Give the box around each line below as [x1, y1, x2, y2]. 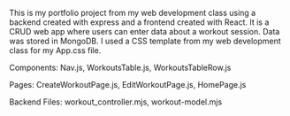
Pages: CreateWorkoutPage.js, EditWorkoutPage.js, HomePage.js [9, 80, 247, 89]
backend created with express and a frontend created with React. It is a [9, 17, 270, 27]
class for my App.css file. [9, 45, 102, 56]
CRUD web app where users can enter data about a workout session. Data [9, 27, 280, 36]
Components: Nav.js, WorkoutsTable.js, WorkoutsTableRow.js [9, 62, 232, 73]
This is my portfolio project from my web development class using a [9, 8, 256, 18]
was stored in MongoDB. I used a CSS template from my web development [9, 35, 281, 46]
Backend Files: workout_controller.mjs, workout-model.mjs [9, 97, 223, 107]
